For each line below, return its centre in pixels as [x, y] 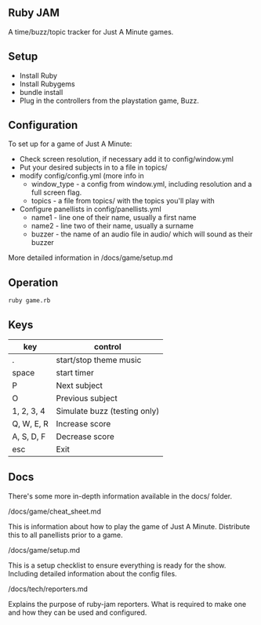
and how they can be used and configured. [78, 612]
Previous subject [87, 398]
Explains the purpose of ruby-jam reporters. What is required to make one [127, 604]
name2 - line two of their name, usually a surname [112, 226]
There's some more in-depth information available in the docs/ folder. [120, 496]
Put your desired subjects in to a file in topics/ [93, 167]
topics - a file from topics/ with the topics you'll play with [123, 201]
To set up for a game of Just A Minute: [70, 144]
